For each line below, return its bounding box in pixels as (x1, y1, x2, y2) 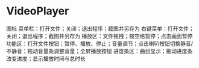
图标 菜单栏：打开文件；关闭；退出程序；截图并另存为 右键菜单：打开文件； (6, 25, 194, 32)
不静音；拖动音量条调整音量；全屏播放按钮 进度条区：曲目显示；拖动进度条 (6, 47, 193, 55)
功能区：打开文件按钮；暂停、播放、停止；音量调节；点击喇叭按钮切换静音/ (6, 40, 194, 47)
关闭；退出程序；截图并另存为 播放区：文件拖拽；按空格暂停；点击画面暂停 (6, 32, 193, 40)
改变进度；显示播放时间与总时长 (6, 55, 86, 62)
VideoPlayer (6, 4, 69, 18)
